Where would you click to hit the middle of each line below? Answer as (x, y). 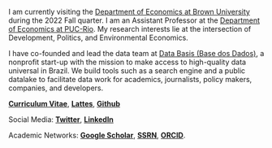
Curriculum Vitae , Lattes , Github (64, 104)
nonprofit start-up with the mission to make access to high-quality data (127, 62)
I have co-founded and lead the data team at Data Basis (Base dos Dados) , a (136, 53)
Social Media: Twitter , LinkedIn (61, 120)
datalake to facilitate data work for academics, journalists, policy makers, (130, 79)
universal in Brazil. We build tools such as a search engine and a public (127, 71)
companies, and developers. (56, 88)
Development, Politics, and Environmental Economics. (98, 37)
